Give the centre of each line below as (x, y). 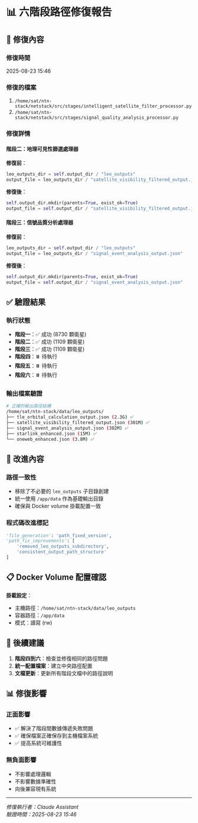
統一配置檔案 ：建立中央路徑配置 (53, 666)
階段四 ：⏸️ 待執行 (36, 357)
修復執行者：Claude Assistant (42, 806)
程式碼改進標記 (27, 523)
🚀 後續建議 (25, 643)
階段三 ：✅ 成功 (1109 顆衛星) (49, 349)
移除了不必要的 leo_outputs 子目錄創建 (62, 492)
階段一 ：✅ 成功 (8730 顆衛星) (50, 334)
